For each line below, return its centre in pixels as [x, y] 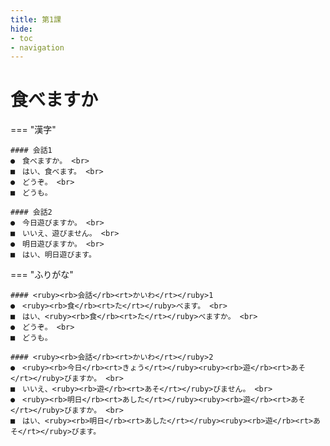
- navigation [37, 47]
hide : [21, 29]
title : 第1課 [36, 19]
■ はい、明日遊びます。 [53, 255]
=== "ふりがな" [42, 275]
